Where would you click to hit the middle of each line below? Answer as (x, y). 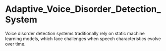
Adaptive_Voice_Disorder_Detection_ (83, 9)
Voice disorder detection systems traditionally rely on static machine (75, 33)
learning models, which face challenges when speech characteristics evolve (83, 39)
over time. (15, 44)
